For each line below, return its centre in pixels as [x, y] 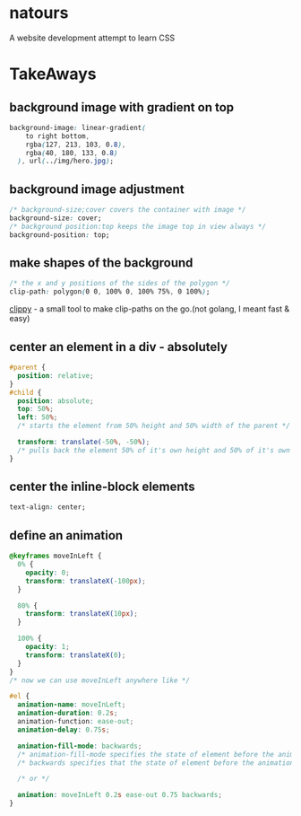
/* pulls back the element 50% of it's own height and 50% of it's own [154, 450]
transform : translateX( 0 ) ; [76, 655]
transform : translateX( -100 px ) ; [86, 581]
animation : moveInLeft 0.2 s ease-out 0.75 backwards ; [120, 795]
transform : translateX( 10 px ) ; [82, 614]
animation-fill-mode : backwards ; [80, 746]
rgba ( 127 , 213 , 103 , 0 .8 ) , [76, 145]
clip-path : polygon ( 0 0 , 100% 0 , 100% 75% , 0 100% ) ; [110, 292]
